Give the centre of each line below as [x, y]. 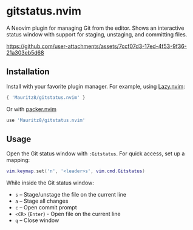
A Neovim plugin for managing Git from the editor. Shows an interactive [95, 28]
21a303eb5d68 [25, 52]
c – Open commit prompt [46, 208]
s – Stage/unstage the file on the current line [70, 195]
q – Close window [37, 220]
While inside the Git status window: [50, 183]
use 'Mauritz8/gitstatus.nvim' [46, 120]
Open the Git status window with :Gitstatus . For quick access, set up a [96, 154]
